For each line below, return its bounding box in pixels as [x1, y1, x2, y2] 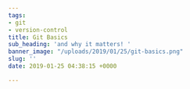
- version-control [8, 26, 68, 34]
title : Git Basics [8, 33, 68, 41]
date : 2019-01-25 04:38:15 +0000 [8, 62, 117, 70]
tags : [8, 11, 26, 20]
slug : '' [8, 55, 37, 63]
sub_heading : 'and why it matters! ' [8, 41, 131, 48]
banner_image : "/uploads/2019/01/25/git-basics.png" [8, 48, 184, 55]
